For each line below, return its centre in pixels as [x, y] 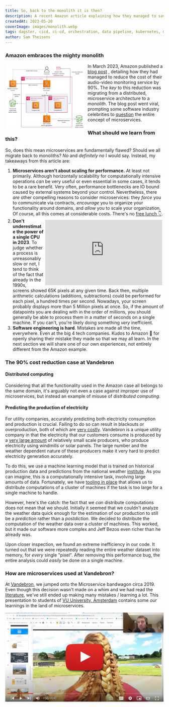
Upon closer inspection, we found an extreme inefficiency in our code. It [80, 544]
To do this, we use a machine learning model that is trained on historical [80, 466]
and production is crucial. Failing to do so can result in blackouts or [75, 424]
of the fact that [28, 274]
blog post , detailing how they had [123, 72]
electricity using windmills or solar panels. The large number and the [76, 445]
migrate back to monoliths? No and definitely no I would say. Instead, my [80, 155]
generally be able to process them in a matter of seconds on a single [83, 317]
